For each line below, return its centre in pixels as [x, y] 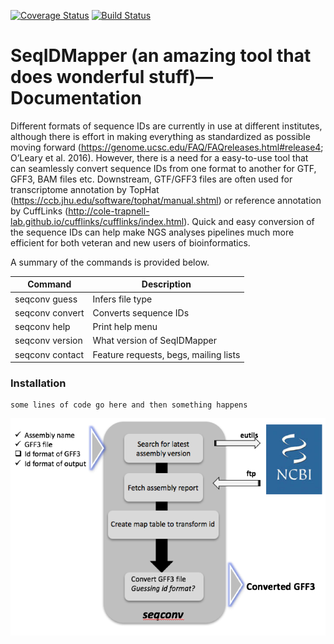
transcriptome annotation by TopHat [85, 189]
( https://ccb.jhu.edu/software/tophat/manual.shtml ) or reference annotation [166, 200]
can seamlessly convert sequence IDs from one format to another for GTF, [163, 168]
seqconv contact [49, 354]
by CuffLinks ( [39, 211]
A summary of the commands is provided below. [110, 262]
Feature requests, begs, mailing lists [166, 354]
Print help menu [125, 327]
